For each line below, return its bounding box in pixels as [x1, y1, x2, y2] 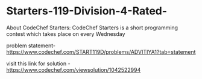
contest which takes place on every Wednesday [6, 30, 125, 37]
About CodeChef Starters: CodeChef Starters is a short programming [6, 24, 178, 31]
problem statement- [6, 42, 56, 49]
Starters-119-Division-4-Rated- [6, 4, 168, 18]
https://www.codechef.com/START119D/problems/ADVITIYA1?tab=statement [6, 48, 196, 55]
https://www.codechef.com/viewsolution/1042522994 [6, 66, 141, 73]
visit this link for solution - [6, 60, 71, 67]
